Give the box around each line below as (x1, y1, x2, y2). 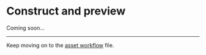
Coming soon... (6, 24, 45, 31)
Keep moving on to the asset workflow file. (6, 41, 115, 49)
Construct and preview (6, 4, 126, 18)
